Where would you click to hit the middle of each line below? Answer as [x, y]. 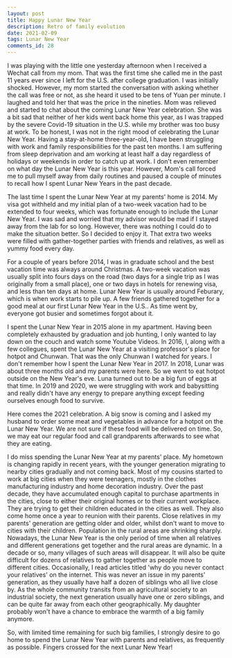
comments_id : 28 [30, 46]
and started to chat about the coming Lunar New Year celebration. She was [115, 110]
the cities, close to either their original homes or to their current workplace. [114, 501]
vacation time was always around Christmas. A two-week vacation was [109, 269]
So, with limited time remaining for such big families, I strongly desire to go [114, 632]
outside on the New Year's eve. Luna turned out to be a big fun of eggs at [112, 378]
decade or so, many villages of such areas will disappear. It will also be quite [116, 553]
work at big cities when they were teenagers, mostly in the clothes [102, 479]
